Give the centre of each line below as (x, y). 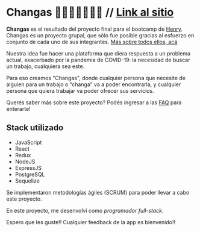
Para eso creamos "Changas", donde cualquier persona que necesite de (96, 78)
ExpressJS (28, 168)
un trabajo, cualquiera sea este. (45, 66)
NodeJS (25, 161)
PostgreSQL (30, 174)
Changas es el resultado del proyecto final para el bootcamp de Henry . (94, 29)
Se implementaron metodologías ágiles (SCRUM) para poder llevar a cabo (98, 192)
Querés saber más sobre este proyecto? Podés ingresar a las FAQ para (94, 102)
